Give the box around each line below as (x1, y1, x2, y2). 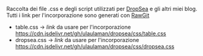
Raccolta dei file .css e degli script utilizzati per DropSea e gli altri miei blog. (6, 5, 197, 12)
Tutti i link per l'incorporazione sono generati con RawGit (6, 12, 150, 19)
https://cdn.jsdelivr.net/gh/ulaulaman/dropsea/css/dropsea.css (15, 43, 175, 50)
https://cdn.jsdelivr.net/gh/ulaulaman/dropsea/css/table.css (15, 30, 166, 37)
